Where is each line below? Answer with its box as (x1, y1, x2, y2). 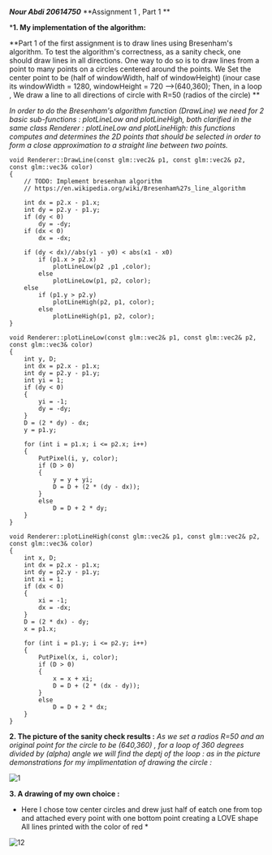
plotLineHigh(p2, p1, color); (52, 298, 155, 306)
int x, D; (24, 554, 58, 562)
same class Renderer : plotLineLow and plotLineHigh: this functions (9, 123, 236, 132)
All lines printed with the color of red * (20, 822, 149, 831)
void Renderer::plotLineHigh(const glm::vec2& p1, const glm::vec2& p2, (9, 533, 261, 541)
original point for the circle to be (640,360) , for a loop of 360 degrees (9, 741, 244, 749)
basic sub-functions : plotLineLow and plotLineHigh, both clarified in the (9, 114, 253, 124)
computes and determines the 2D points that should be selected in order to (9, 132, 261, 141)
